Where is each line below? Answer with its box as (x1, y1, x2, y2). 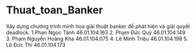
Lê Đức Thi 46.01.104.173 (6, 41, 66, 48)
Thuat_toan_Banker (6, 3, 104, 17)
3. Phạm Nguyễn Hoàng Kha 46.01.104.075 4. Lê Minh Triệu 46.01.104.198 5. (6, 35, 188, 42)
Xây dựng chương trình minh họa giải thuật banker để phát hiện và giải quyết (6, 23, 190, 30)
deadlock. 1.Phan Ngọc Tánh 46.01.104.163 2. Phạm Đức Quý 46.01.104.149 (6, 29, 185, 36)
